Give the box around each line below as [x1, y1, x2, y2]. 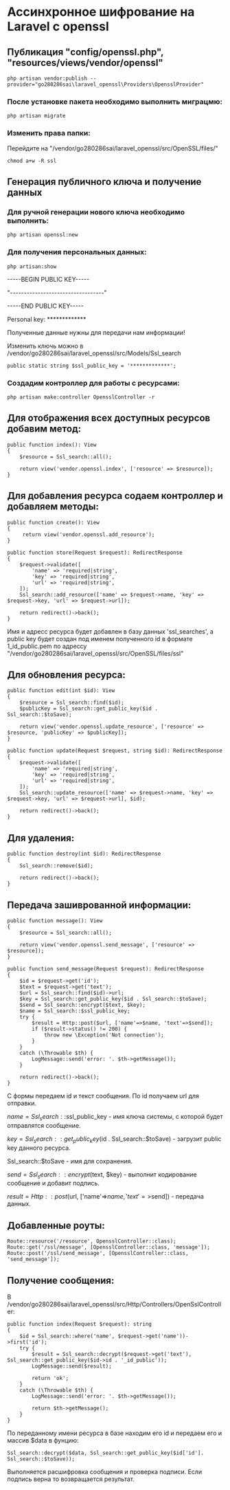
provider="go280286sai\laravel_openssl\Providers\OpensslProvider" [7, 81, 205, 88]
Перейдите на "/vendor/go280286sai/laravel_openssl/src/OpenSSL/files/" [7, 144, 218, 152]
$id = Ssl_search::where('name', [19, 1333, 115, 1339]
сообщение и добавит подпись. [7, 1179, 100, 1188]
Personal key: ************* [7, 315, 87, 323]
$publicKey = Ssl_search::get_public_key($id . [19, 705, 158, 712]
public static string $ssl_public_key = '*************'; [7, 362, 176, 369]
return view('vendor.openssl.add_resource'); [22, 531, 155, 538]
